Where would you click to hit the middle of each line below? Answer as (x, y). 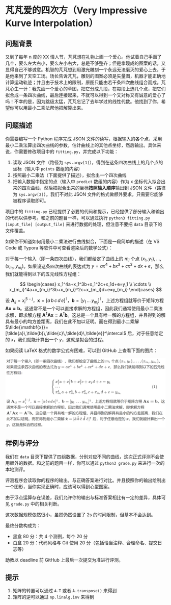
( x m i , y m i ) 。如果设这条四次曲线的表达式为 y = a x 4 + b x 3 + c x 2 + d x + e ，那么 (85, 267)
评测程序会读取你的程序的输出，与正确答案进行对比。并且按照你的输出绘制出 (85, 480)
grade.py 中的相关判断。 (36, 503)
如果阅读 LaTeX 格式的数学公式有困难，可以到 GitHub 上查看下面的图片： (82, 350)
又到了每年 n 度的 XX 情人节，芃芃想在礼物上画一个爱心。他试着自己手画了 (83, 57)
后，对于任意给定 (146, 333)
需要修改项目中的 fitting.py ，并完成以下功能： (68, 152)
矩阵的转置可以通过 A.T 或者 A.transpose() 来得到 (65, 591)
